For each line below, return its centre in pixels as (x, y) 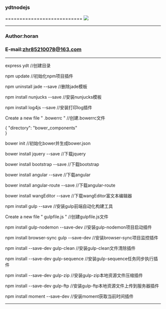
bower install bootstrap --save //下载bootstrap (52, 164)
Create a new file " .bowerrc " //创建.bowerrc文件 (55, 118)
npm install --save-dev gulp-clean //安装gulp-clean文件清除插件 (70, 248)
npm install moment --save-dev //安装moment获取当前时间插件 (69, 296)
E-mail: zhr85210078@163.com (43, 49)
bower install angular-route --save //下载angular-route (60, 185)
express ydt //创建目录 (28, 65)
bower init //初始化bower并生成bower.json (48, 143)
